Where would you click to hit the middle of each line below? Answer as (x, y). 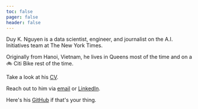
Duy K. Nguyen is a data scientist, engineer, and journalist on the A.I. (90, 39)
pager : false (22, 17)
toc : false (20, 11)
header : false (24, 22)
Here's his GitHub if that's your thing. (51, 100)
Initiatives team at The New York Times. (54, 45)
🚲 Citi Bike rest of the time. (40, 64)
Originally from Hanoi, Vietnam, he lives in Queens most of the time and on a (99, 57)
